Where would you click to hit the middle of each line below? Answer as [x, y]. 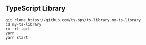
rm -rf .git [18, 29]
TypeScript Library [35, 8]
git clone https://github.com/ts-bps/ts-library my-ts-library [73, 20]
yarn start [17, 37]
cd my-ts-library [23, 24]
